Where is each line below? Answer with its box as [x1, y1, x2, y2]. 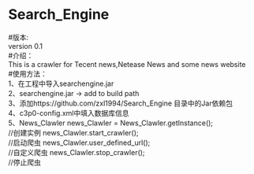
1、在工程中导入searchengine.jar [8, 79, 114, 88]
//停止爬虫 [8, 157, 42, 167]
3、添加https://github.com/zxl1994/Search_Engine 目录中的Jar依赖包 [8, 98, 233, 108]
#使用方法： [8, 68, 47, 78]
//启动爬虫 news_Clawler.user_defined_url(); [8, 138, 151, 147]
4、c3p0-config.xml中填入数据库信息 [8, 108, 129, 117]
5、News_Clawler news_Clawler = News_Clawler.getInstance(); [8, 118, 214, 128]
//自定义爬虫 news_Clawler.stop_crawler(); [8, 147, 145, 157]
